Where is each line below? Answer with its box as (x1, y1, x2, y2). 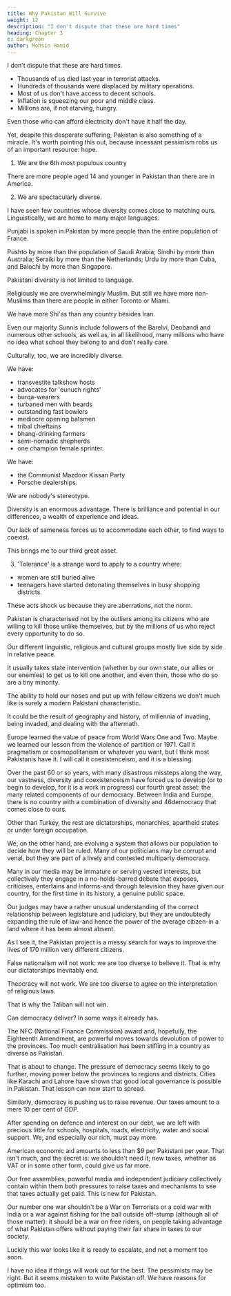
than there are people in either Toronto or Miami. (32, 296, 170, 305)
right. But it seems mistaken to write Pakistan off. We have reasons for (7, 1274, 207, 1281)
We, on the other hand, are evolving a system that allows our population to (7, 839, 219, 847)
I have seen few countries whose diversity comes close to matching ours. (7, 207, 216, 214)
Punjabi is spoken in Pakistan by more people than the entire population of (7, 227, 219, 235)
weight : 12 (7, 17, 39, 23)
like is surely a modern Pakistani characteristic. (7, 699, 141, 707)
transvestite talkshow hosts (17, 378, 95, 386)
